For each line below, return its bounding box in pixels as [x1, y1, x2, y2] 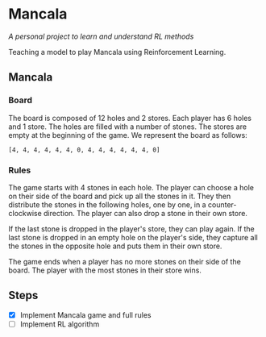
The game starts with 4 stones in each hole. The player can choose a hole [8, 182, 254, 192]
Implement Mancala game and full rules [19, 310, 152, 319]
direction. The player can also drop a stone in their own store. [43, 208, 248, 218]
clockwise [8, 208, 42, 218]
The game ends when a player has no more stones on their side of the [8, 256, 242, 266]
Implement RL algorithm [19, 319, 100, 329]
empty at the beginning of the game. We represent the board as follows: [8, 130, 247, 139]
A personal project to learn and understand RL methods [8, 31, 194, 41]
